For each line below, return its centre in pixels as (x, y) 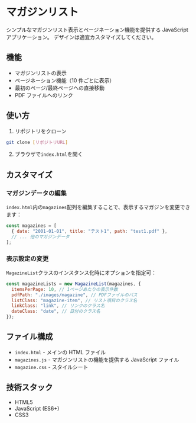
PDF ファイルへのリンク (44, 95)
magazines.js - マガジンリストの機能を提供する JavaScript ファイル (97, 360)
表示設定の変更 (27, 258)
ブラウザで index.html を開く (49, 154)
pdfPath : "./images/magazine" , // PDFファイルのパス (74, 295)
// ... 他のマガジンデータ (40, 237)
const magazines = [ (32, 226)
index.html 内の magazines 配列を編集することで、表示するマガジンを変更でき (98, 207)
